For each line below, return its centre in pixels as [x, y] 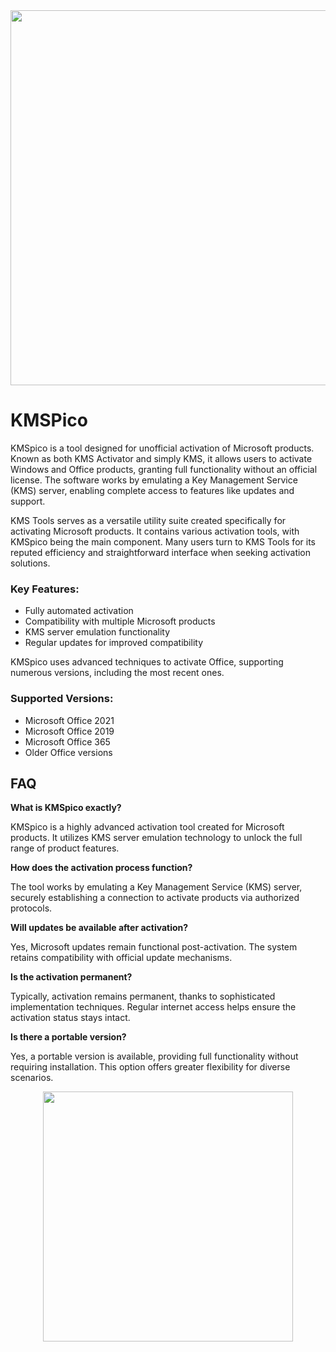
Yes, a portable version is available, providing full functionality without [154, 1056]
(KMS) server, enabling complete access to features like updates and [152, 490]
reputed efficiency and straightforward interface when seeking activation [161, 552]
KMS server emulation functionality [97, 632]
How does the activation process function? [101, 868]
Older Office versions [68, 752]
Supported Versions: [62, 699]
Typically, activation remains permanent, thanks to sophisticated [143, 996]
